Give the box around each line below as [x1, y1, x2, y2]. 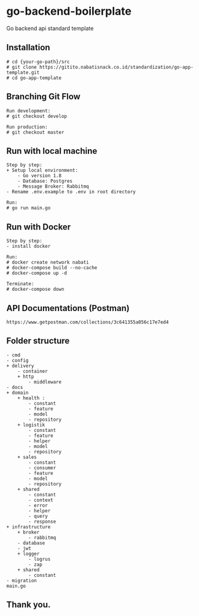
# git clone [6, 64, 37, 70]
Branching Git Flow [6, 91, 81, 102]
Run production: [6, 124, 48, 130]
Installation [6, 42, 50, 53]
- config [6, 357, 29, 363]
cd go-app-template [12, 75, 62, 81]
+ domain [6, 390, 29, 396]
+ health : [17, 395, 45, 401]
